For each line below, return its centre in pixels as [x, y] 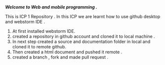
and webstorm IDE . [25, 22]
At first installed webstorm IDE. [44, 31]
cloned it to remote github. [39, 47]
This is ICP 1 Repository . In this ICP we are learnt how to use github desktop [83, 16]
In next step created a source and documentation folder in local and [81, 42]
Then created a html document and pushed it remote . [67, 52]
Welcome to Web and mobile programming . [51, 7]
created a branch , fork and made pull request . [60, 57]
